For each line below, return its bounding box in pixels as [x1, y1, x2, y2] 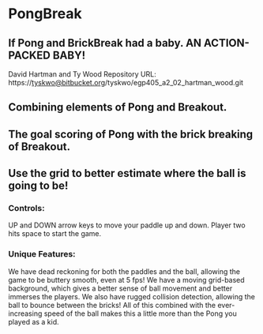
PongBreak [8, 5, 82, 23]
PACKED [8, 48, 51, 62]
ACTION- [204, 36, 250, 50]
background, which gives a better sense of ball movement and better [8, 283, 233, 293]
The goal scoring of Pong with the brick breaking [8, 127, 254, 141]
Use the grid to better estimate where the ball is [8, 167, 246, 180]
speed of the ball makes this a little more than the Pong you [43, 309, 237, 318]
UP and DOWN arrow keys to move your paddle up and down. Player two [8, 220, 246, 230]
